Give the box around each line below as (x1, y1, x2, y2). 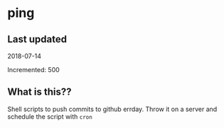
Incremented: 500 (7, 66, 60, 74)
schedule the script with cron (7, 112, 92, 121)
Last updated (7, 33, 68, 45)
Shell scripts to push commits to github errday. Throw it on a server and (7, 105, 218, 113)
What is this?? (7, 86, 72, 98)
